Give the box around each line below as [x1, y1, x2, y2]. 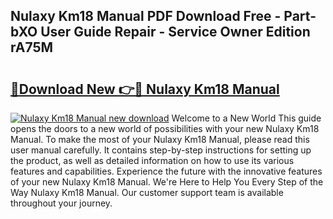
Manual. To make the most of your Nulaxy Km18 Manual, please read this [10, 134, 310, 145]
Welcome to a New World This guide [171, 112, 322, 124]
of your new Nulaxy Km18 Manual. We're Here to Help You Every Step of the [10, 176, 324, 188]
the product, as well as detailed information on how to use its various [10, 155, 295, 166]
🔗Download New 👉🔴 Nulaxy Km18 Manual [10, 80, 280, 98]
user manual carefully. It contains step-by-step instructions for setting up [10, 144, 312, 156]
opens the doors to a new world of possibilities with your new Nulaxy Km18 [10, 123, 320, 134]
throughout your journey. [10, 197, 113, 209]
